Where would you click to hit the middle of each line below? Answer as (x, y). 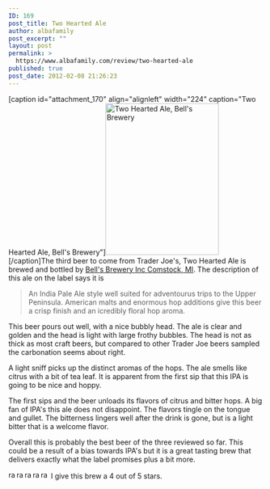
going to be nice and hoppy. (55, 385)
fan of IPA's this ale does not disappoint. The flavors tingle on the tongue (129, 409)
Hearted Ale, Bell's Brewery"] (57, 252)
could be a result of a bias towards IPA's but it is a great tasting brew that (130, 450)
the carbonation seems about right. (67, 352)
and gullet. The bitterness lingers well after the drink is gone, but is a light (131, 418)
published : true (36, 69)
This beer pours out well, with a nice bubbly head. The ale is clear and (125, 326)
